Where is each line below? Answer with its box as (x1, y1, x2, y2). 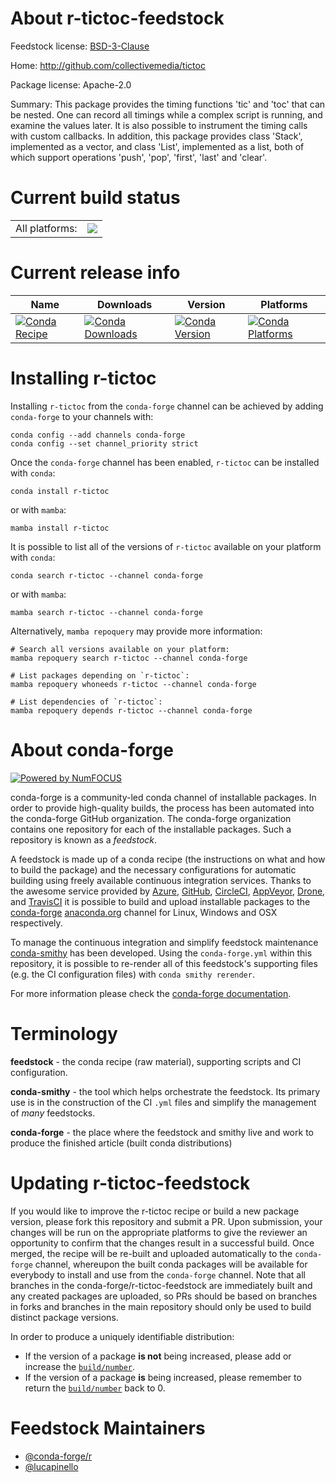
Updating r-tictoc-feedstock (10, 1172, 251, 1194)
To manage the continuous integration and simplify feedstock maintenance (10, 936, 319, 948)
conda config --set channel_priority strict (10, 438, 199, 449)
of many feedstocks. (10, 1107, 96, 1119)
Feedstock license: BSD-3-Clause (10, 40, 150, 52)
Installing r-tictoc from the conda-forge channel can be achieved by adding (10, 400, 324, 412)
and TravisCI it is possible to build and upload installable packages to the (10, 895, 311, 907)
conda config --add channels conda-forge (10, 430, 186, 440)
